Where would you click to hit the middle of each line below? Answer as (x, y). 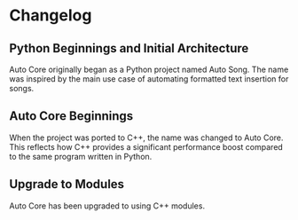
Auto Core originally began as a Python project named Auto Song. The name (149, 69)
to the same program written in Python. (81, 156)
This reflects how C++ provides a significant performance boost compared (146, 146)
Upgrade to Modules (67, 184)
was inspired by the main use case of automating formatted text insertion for (149, 79)
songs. (22, 88)
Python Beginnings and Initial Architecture (129, 48)
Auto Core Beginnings (71, 116)
